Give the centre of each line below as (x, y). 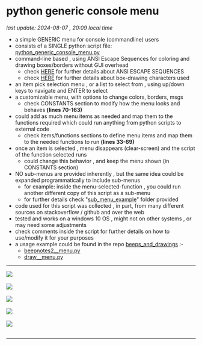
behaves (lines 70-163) (53, 110)
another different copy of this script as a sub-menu (87, 193)
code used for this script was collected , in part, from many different (99, 205)
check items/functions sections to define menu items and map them (108, 135)
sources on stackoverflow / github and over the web (79, 212)
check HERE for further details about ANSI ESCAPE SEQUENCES (104, 71)
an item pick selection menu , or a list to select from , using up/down (99, 84)
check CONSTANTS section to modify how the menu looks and (102, 103)
